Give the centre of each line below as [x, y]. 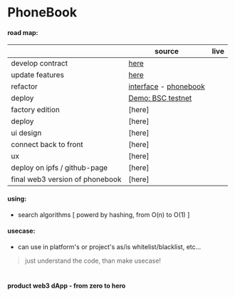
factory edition [36, 110]
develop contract [40, 64]
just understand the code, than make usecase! [93, 261]
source [167, 51]
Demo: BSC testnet [160, 99]
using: [17, 198]
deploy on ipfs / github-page [59, 168]
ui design [26, 133]
